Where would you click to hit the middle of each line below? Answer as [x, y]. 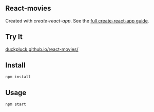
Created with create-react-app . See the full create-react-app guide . [77, 20]
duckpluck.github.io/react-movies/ [42, 49]
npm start [16, 104]
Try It [14, 37]
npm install [18, 77]
